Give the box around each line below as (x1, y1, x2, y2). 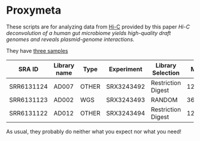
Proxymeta (6, 4, 61, 17)
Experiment (109, 65, 143, 73)
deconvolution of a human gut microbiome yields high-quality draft (6, 29, 171, 36)
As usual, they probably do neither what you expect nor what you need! (6, 128, 182, 135)
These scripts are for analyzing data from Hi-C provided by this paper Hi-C (6, 23, 190, 30)
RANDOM (151, 95, 178, 104)
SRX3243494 (106, 109, 145, 117)
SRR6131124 (9, 82, 48, 91)
